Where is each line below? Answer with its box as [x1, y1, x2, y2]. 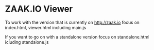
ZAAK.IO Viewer [5, 3, 73, 15]
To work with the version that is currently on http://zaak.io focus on [5, 19, 140, 25]
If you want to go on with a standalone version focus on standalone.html [5, 34, 150, 40]
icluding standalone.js [5, 39, 49, 45]
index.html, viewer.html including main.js [5, 24, 86, 30]
